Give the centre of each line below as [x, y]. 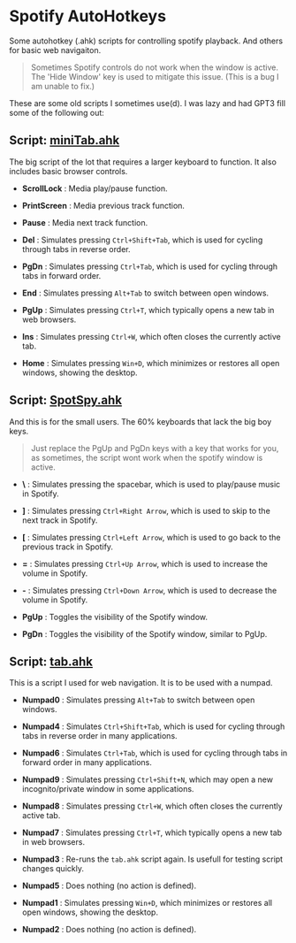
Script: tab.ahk [51, 661]
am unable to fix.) [63, 86]
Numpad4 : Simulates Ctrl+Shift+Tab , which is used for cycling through [153, 726]
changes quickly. [53, 869]
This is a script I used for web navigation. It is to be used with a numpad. [141, 683]
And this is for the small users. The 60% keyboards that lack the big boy [140, 421]
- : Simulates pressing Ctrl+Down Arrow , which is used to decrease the [149, 590]
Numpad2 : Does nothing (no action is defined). [109, 930]
